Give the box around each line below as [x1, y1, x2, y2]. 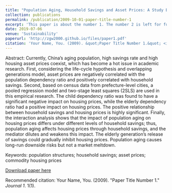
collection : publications [5, 12, 60, 17]
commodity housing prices [5, 157, 62, 163]
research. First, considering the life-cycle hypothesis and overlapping [5, 66, 152, 72]
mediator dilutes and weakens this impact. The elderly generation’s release [5, 131, 163, 137]
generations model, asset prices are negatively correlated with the [5, 71, 145, 77]
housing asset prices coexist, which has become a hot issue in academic [5, 60, 159, 67]
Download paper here [5, 167, 51, 173]
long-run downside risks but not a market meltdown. [5, 142, 116, 148]
